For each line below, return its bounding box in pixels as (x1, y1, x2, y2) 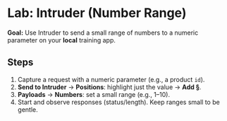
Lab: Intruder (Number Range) (7, 5, 187, 21)
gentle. (17, 105, 38, 114)
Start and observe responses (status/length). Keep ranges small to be (17, 98, 220, 106)
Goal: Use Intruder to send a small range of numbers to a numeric (7, 28, 199, 37)
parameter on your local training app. (7, 35, 116, 44)
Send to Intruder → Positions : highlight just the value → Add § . (17, 83, 202, 91)
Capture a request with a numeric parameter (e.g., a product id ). (17, 75, 205, 83)
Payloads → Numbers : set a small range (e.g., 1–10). (17, 90, 171, 98)
